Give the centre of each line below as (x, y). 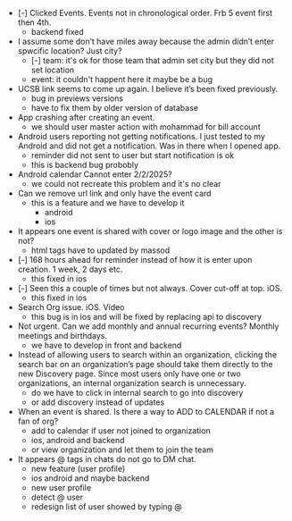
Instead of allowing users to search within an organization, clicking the (147, 355)
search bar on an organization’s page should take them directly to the (145, 364)
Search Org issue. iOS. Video (71, 307)
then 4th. (34, 22)
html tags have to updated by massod (100, 250)
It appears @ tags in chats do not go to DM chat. (107, 459)
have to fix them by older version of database (115, 108)
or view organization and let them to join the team (122, 450)
